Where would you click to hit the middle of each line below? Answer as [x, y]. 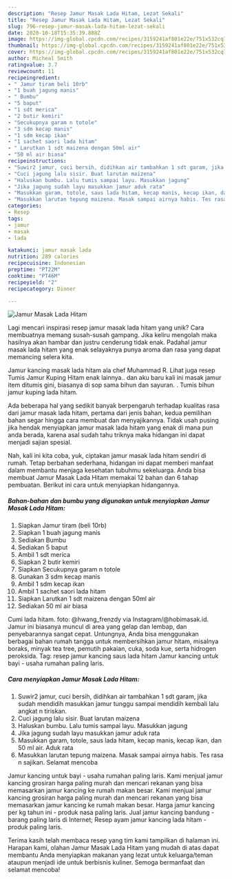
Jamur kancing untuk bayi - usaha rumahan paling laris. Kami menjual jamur [115, 776]
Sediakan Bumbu [42, 540]
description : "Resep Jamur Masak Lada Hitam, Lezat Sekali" [96, 13]
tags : [15, 219]
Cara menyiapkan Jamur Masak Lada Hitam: [74, 679]
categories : [25, 206]
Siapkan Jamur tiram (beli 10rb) [62, 525]
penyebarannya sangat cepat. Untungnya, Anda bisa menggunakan [103, 634]
